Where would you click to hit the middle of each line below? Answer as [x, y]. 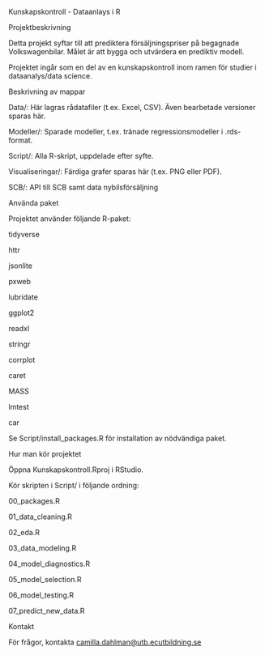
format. [21, 140]
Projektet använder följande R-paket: [70, 219]
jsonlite [20, 266]
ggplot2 [21, 313]
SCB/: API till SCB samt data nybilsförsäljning [83, 187]
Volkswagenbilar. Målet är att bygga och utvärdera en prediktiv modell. [126, 51]
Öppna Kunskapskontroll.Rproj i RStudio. [76, 470]
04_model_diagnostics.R [49, 564]
